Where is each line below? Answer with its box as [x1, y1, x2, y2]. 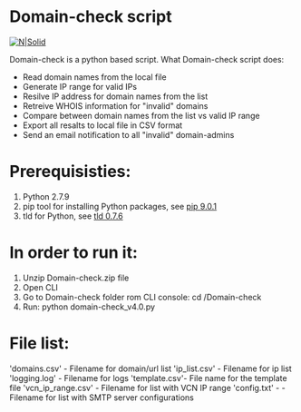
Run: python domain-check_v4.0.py [22, 301, 156, 312]
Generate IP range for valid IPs [22, 81, 138, 92]
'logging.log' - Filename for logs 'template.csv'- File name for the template [9, 372, 287, 383]
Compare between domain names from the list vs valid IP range [22, 110, 260, 121]
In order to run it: [9, 242, 139, 263]
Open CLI [22, 281, 59, 292]
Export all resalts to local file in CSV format [22, 120, 183, 131]
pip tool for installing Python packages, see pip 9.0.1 [22, 201, 218, 211]
